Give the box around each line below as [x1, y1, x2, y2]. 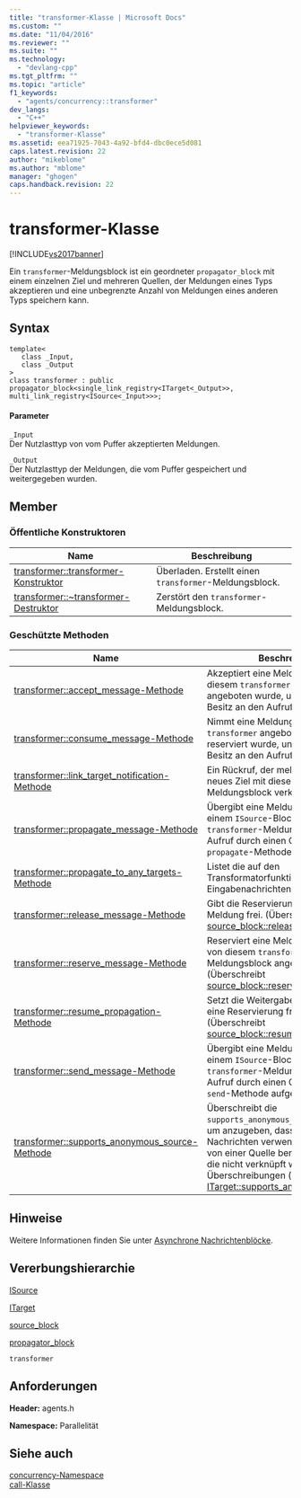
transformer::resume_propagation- [13, 1006, 162, 1018]
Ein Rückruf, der [206, 764, 275, 776]
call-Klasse [9, 1479, 51, 1490]
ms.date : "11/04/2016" [9, 30, 94, 39]
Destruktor [13, 601, 59, 614]
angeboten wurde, [206, 689, 284, 702]
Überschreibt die [206, 1102, 278, 1114]
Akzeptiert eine [206, 667, 271, 679]
